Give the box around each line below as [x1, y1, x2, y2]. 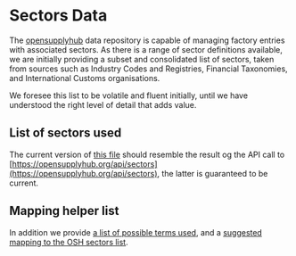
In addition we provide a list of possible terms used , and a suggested [9, 227, 263, 237]
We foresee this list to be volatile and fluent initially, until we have [9, 90, 248, 101]
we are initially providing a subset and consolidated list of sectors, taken [9, 54, 275, 64]
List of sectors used [9, 126, 122, 141]
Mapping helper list [9, 203, 119, 219]
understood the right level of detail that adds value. [9, 99, 197, 110]
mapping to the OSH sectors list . [9, 236, 129, 247]
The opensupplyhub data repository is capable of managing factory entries [9, 35, 285, 45]
